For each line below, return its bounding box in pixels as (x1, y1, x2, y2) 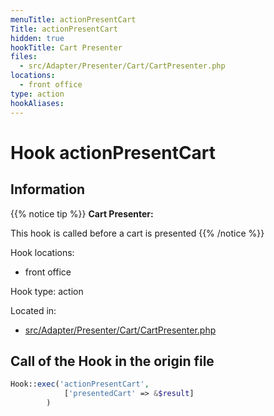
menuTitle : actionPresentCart (10, 14, 137, 25)
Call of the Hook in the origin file (10, 352, 215, 370)
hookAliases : (10, 98, 65, 108)
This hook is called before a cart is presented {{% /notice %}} (10, 227, 265, 239)
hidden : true (10, 33, 65, 43)
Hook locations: (10, 246, 75, 258)
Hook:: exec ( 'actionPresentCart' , (10, 379, 150, 390)
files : (10, 52, 38, 62)
